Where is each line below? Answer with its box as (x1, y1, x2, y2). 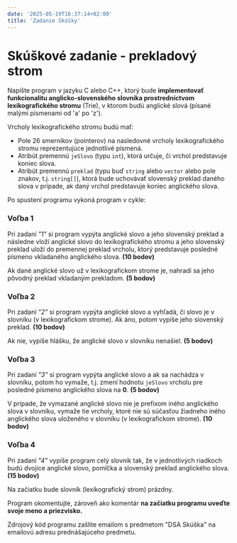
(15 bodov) (7, 471, 40, 480)
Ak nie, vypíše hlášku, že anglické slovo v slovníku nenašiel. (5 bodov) (7, 337, 214, 345)
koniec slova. (17, 159, 57, 168)
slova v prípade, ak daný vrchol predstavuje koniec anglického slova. (17, 182, 219, 191)
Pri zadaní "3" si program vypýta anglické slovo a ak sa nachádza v (7, 371, 204, 379)
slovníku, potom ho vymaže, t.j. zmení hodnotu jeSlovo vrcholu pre (7, 378, 203, 386)
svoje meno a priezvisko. (7, 506, 83, 515)
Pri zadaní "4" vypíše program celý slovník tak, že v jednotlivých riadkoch (7, 456, 222, 465)
